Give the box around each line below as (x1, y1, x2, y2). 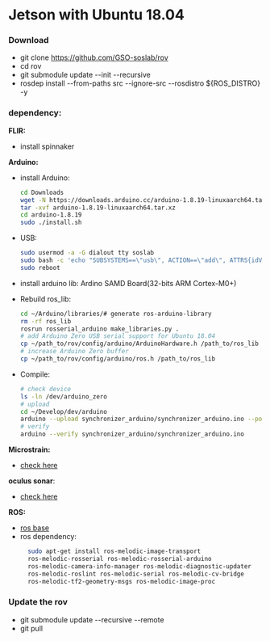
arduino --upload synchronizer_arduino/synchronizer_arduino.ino (19, 415, 244, 424)
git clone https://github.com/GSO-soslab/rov (19, 53, 169, 62)
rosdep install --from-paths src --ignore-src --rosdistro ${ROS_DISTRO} (19, 78, 260, 88)
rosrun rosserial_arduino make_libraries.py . (19, 325, 180, 333)
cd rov (19, 61, 42, 71)
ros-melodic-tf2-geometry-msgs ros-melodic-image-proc (27, 577, 216, 585)
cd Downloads (19, 188, 64, 196)
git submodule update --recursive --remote (19, 614, 164, 624)
